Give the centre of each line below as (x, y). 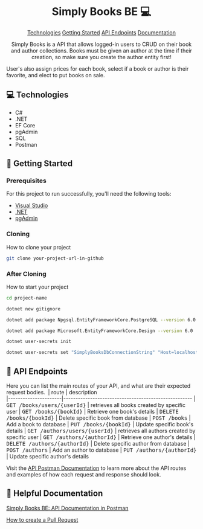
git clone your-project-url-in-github (55, 258)
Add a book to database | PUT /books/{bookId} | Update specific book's (100, 424)
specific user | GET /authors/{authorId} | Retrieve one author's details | (101, 437)
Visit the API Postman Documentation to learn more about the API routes (96, 468)
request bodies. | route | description (52, 392)
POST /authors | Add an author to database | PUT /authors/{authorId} (101, 450)
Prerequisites (26, 181)
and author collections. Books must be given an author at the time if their (101, 50)
